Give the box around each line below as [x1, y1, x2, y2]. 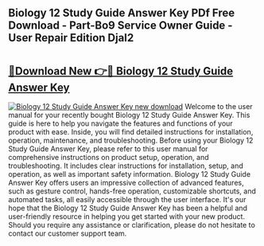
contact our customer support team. [8, 228, 127, 238]
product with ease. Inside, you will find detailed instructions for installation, [8, 127, 254, 136]
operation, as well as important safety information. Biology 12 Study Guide [8, 170, 251, 178]
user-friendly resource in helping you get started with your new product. [8, 212, 245, 221]
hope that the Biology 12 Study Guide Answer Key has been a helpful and [8, 203, 248, 213]
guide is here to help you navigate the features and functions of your [8, 119, 233, 128]
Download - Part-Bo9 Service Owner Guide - [8, 19, 233, 33]
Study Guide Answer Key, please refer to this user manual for [8, 144, 208, 154]
